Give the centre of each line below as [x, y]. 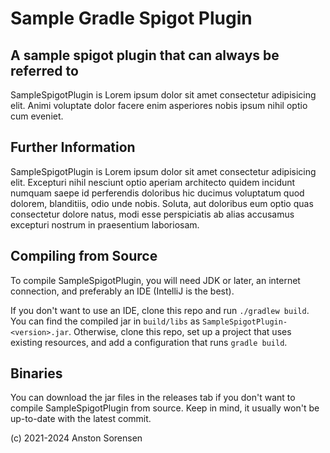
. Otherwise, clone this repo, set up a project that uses [180, 331]
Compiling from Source [84, 256]
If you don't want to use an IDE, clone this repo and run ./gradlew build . [160, 310]
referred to [44, 70]
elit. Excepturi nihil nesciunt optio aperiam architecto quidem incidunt [153, 182]
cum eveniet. [37, 116]
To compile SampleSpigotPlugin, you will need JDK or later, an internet [155, 280]
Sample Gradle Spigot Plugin [131, 18]
